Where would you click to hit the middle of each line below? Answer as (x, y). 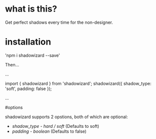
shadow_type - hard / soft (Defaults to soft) (56, 126)
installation (28, 42)
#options (14, 107)
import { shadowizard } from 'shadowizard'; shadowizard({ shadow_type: (78, 83)
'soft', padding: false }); (28, 89)
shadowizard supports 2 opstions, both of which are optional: (67, 117)
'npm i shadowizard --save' (33, 55)
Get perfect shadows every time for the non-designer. (59, 22)
